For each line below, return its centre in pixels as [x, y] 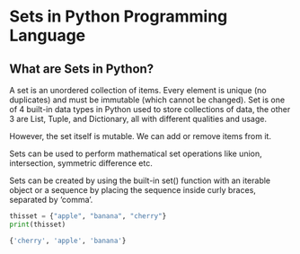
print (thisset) [38, 224]
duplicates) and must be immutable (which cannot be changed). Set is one [147, 100]
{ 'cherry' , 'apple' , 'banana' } [68, 241]
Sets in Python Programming [119, 17]
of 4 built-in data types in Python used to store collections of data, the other [150, 109]
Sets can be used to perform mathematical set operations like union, [136, 153]
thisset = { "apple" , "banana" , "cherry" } [88, 216]
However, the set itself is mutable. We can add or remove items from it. [141, 136]
